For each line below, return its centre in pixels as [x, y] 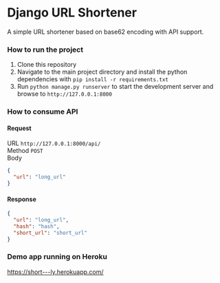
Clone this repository [47, 65]
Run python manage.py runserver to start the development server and [115, 87]
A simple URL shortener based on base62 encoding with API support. [106, 32]
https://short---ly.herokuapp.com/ [56, 272]
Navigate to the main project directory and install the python [102, 72]
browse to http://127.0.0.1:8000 [64, 94]
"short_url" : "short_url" [51, 233]
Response [22, 199]
